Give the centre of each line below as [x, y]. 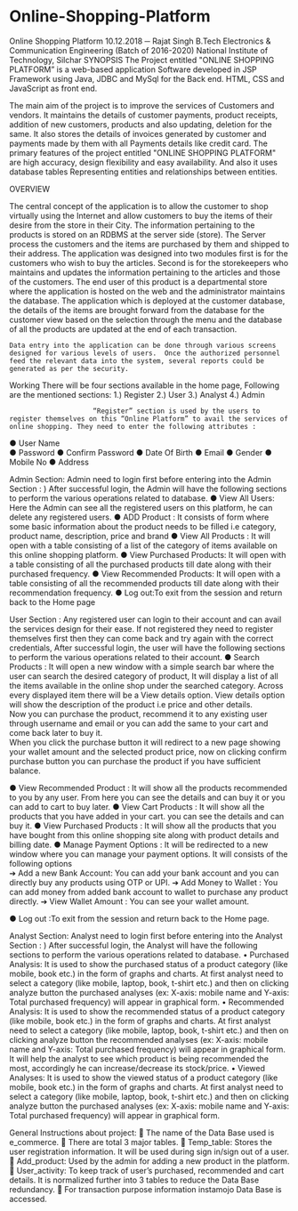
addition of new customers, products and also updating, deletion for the [141, 124]
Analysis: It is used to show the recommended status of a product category [147, 1011]
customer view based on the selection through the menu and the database [146, 319]
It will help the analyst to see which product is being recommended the [139, 1058]
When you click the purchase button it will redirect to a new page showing [145, 742]
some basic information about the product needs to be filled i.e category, [143, 526]
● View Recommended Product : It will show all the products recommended [148, 787]
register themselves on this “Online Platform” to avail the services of [149, 419]
